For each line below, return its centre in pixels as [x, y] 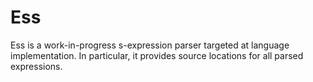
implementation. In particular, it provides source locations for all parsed [157, 55]
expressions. [36, 66]
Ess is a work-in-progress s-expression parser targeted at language [150, 45]
